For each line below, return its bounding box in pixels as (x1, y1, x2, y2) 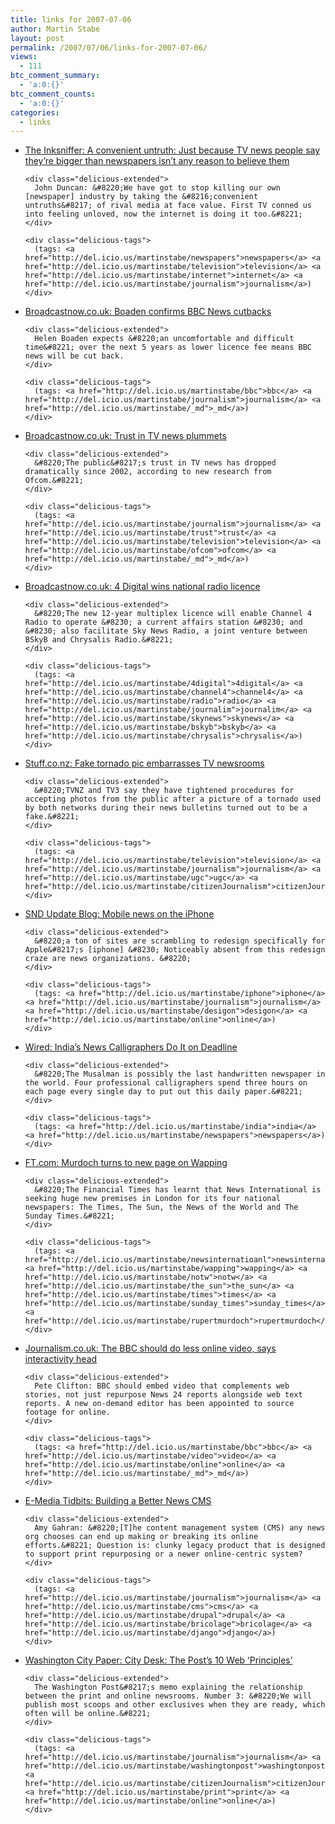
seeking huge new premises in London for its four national (24, 1194, 281, 1204)
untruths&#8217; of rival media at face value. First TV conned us (24, 201, 312, 211)
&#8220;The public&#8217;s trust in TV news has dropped (34, 458, 277, 468)
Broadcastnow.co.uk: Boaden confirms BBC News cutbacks (24, 306, 272, 318)
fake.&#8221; (24, 812, 80, 822)
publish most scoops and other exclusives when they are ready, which (24, 1700, 326, 1710)
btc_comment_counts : (10, 89, 97, 99)
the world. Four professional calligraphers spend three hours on (24, 1078, 308, 1088)
